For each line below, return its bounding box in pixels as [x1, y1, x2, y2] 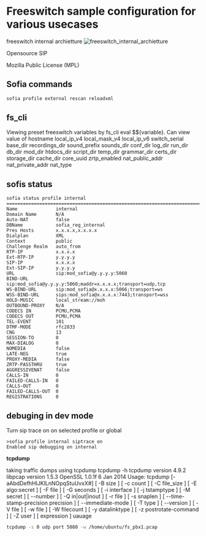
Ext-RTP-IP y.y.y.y [6, 255, 75, 261]
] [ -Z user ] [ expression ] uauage [6, 512, 92, 519]
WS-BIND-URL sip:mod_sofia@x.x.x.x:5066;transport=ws [6, 286, 164, 293]
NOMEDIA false [6, 345, 70, 352]
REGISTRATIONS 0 [6, 394, 59, 400]
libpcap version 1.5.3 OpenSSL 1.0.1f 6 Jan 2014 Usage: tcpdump [6, 473, 170, 481]
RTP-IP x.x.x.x [6, 249, 75, 255]
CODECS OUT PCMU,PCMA [6, 313, 81, 320]
